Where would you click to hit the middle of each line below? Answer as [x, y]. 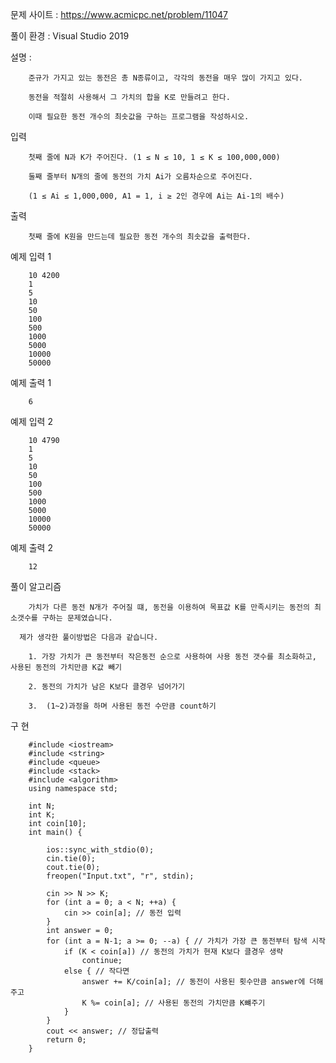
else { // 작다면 [96, 971]
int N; [42, 806]
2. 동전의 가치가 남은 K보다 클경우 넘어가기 [107, 687]
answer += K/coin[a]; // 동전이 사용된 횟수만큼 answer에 [193, 982]
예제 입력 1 [31, 256]
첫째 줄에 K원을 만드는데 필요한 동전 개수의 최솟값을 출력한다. [140, 237]
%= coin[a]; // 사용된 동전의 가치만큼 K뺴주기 [178, 1003]
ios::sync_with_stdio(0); [100, 850]
